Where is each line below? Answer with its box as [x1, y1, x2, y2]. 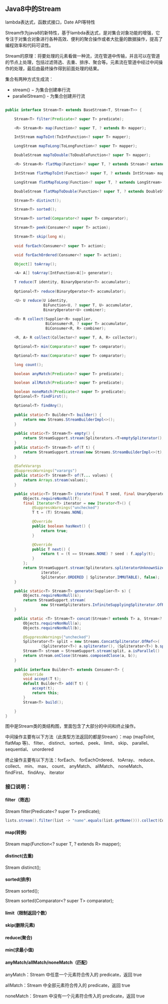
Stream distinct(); [5, 864, 41, 870]
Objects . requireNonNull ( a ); [23, 621, 81, 626]
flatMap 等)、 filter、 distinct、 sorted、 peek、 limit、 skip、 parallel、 [5, 740, 152, 746]
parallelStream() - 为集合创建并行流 [12, 93, 85, 99]
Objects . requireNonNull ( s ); [23, 593, 81, 598]
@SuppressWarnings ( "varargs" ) [14, 468, 77, 473]
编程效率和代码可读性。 [5, 42, 53, 48]
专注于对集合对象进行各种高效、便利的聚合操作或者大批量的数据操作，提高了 [5, 36, 163, 42]
